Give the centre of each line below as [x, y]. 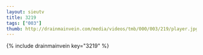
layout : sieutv [25, 12]
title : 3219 [21, 18]
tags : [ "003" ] [24, 23]
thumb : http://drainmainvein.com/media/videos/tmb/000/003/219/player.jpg [102, 29]
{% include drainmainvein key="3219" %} [58, 46]
